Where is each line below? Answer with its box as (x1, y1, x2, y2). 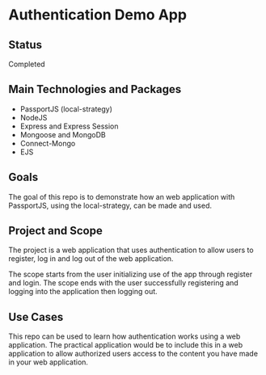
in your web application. (8, 357, 89, 367)
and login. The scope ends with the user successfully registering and (8, 278, 239, 288)
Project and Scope (8, 224, 103, 238)
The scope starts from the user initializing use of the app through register (8, 269, 253, 280)
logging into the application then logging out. (8, 287, 158, 297)
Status (8, 38, 43, 52)
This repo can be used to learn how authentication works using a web (8, 331, 241, 341)
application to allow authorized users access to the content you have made (8, 349, 259, 359)
